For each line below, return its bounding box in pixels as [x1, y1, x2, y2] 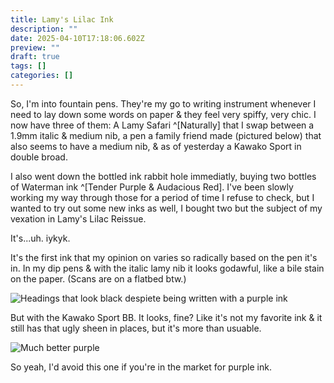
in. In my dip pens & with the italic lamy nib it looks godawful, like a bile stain [10, 262, 325, 274]
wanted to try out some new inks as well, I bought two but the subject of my [10, 202, 323, 214]
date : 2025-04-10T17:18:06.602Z [10, 33, 145, 43]
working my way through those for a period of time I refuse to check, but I [10, 191, 315, 203]
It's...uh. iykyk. [10, 232, 71, 244]
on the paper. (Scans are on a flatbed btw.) [10, 272, 187, 285]
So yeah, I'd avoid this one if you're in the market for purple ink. [10, 361, 272, 373]
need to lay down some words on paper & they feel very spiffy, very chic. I [10, 108, 317, 120]
